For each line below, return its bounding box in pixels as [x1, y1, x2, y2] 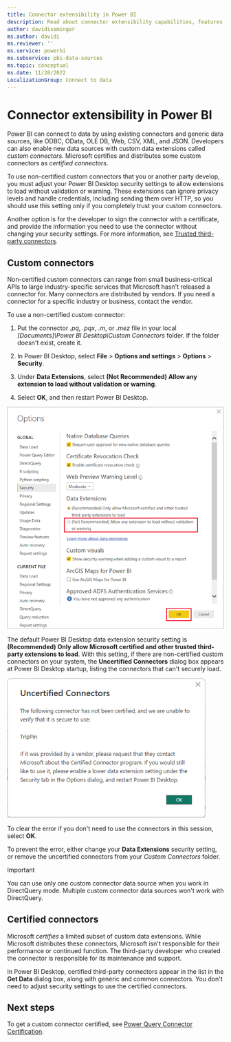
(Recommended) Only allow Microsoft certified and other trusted [7, 642, 197, 651]
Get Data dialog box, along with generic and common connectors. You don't [7, 974, 223, 983]
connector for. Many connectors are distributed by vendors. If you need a [7, 290, 215, 298]
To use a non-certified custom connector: [7, 311, 126, 319]
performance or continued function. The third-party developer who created [7, 946, 221, 954]
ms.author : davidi [7, 33, 60, 40]
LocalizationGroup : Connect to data [7, 76, 112, 83]
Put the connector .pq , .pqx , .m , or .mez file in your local [16, 324, 177, 332]
